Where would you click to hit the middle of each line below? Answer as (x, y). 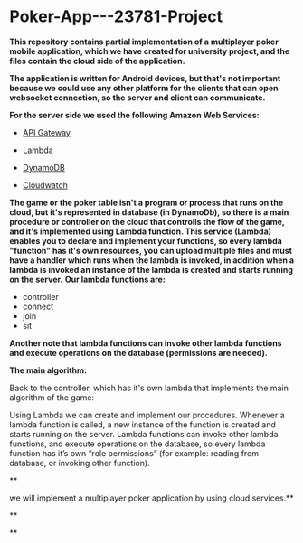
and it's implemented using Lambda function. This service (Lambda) (141, 231)
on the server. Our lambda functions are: (87, 279)
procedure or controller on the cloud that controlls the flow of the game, (147, 221)
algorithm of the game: (52, 397)
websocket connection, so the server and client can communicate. (137, 98)
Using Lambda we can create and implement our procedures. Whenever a (147, 415)
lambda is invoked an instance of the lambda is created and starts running (151, 269)
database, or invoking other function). (80, 463)
